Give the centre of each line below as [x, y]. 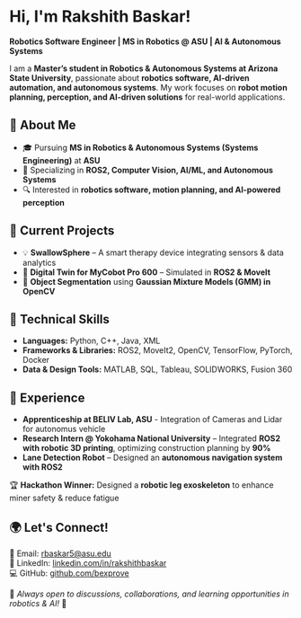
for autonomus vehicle [64, 429]
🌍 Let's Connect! [59, 527]
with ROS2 [42, 467]
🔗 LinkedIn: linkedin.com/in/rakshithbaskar [88, 563]
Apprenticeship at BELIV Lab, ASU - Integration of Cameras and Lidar [152, 419]
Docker [36, 360]
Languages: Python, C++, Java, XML [91, 341]
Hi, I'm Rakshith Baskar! [100, 17]
